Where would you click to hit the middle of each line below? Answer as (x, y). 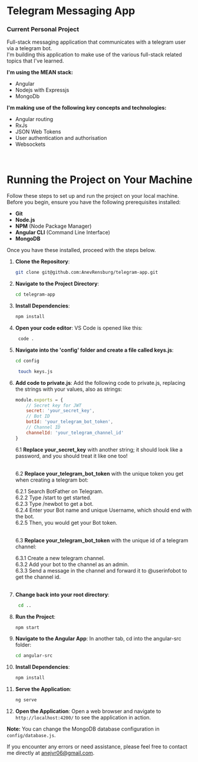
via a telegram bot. (29, 48)
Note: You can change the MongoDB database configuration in (83, 729)
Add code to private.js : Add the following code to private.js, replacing (100, 382)
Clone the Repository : (42, 261)
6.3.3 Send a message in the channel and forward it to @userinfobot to (101, 570)
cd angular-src (34, 656)
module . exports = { (39, 400)
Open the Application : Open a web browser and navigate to (88, 711)
